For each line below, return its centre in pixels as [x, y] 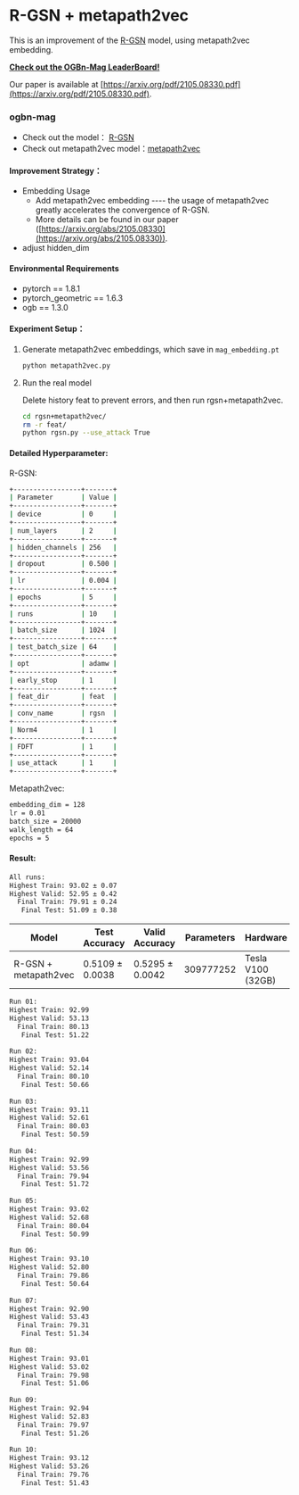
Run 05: [24, 1201]
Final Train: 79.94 [53, 1176]
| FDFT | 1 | [63, 746]
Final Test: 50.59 [55, 1134]
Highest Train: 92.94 [49, 1408]
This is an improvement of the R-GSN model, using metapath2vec [130, 40]
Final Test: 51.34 [55, 1334]
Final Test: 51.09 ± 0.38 [69, 910]
